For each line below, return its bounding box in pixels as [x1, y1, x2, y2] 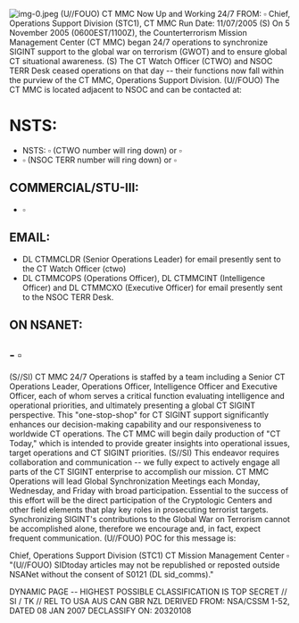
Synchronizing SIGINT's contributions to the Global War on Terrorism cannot [9, 513, 290, 524]
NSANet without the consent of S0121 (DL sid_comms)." [9, 569, 214, 579]
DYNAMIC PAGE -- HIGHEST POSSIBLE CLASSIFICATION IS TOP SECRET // [9, 586, 287, 597]
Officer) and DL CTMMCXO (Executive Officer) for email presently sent [21, 282, 283, 293]
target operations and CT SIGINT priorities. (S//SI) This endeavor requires [9, 447, 279, 458]
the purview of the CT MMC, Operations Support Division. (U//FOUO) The [9, 75, 279, 85]
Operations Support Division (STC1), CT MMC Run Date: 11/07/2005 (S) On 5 [9, 18, 290, 29]
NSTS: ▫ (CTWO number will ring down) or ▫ [21, 145, 182, 155]
